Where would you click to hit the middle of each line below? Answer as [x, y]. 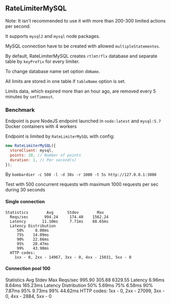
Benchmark [20, 110]
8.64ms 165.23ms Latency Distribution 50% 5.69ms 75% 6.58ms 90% [79, 285]
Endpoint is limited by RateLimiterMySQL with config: [60, 136]
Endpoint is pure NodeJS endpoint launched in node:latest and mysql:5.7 [83, 121]
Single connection [25, 202]
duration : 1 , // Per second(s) [43, 160]
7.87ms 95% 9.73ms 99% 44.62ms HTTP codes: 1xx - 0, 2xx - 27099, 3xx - [85, 291]
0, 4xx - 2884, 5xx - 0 [29, 296]
